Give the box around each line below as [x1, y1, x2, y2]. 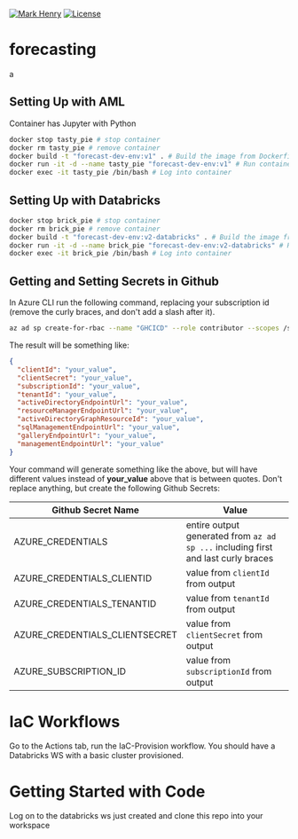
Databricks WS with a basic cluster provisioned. [9, 750, 184, 761]
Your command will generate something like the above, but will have [9, 464, 258, 474]
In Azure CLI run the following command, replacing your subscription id [9, 297, 270, 308]
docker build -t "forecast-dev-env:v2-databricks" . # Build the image [9, 232, 279, 241]
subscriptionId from [185, 665, 272, 678]
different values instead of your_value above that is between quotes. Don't [9, 473, 283, 483]
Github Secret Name [51, 504, 140, 516]
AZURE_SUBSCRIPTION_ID [13, 665, 127, 678]
